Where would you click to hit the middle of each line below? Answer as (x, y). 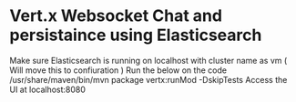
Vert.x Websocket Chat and (116, 16)
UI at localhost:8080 (48, 89)
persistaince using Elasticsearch (136, 35)
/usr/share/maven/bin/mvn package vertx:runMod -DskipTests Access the (148, 79)
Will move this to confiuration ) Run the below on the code (118, 70)
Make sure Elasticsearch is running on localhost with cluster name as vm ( (148, 60)
